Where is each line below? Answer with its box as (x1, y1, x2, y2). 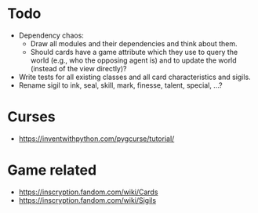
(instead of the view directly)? (30, 63, 127, 73)
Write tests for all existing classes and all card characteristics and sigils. (18, 72, 252, 81)
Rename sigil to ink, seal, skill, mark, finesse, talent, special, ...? (18, 80, 223, 90)
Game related (7, 161, 97, 179)
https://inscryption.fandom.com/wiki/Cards (18, 187, 158, 197)
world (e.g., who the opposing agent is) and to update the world (30, 56, 237, 65)
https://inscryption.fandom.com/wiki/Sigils (18, 195, 157, 204)
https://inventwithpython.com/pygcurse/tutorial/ (18, 134, 175, 143)
